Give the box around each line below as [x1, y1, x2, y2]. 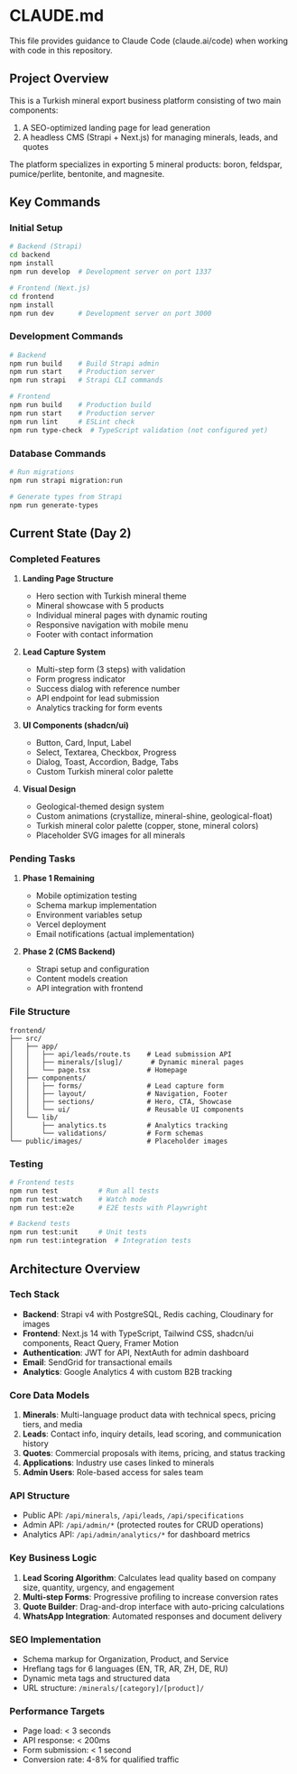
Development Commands [9, 330, 124, 343]
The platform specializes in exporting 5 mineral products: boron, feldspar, [9, 159, 283, 170]
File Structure [9, 1006, 70, 1018]
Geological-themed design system [35, 801, 164, 813]
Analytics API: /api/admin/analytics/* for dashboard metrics [22, 1529, 251, 1540]
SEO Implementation [9, 1633, 102, 1646]
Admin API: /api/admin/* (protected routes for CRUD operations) [22, 1519, 265, 1530]
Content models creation [35, 973, 128, 984]
